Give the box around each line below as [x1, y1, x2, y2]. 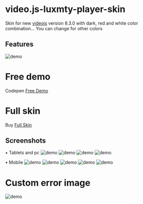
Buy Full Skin [5, 122, 32, 128]
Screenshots [5, 137, 46, 145]
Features [5, 40, 34, 49]
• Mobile [5, 159, 24, 165]
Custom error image [5, 177, 91, 188]
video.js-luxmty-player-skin [5, 4, 125, 15]
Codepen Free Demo [5, 87, 49, 93]
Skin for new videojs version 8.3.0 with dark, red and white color [5, 20, 138, 26]
